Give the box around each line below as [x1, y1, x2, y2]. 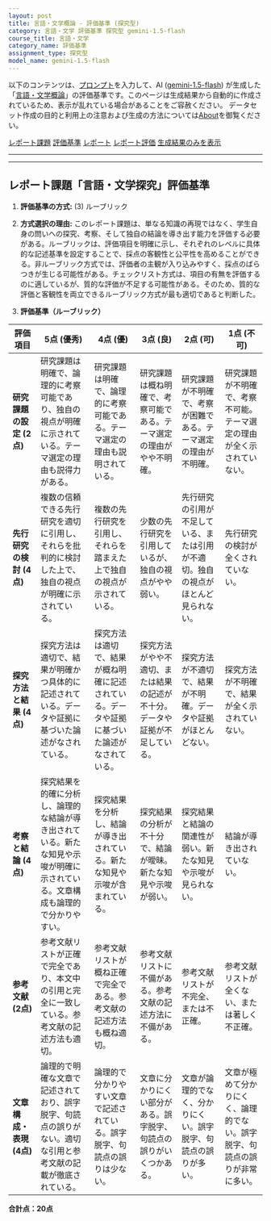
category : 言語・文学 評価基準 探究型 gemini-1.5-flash [8, 27, 186, 35]
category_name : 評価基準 [8, 42, 87, 50]
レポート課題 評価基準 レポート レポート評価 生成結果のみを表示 [8, 137, 222, 147]
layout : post [8, 11, 52, 20]
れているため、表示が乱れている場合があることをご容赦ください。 [8, 100, 227, 110]
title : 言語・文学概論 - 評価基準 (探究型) [8, 19, 140, 27]
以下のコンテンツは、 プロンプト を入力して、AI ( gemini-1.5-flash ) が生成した [8, 80, 261, 90]
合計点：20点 [8, 1203, 54, 1213]
